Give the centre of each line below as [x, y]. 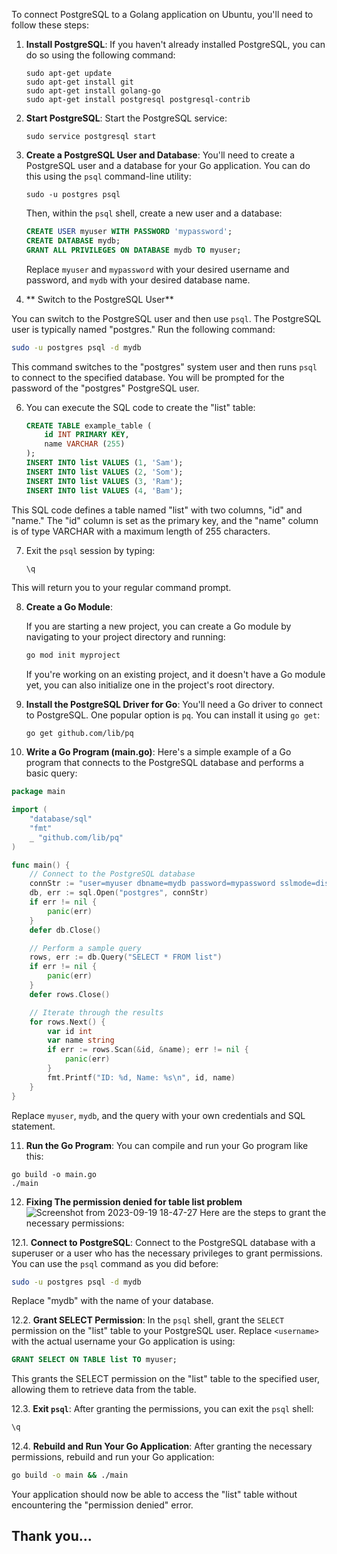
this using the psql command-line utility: [108, 176]
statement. [33, 1126]
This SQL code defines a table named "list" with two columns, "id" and [157, 510]
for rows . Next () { [67, 1022]
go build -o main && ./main [70, 1475]
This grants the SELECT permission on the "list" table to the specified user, [165, 1379]
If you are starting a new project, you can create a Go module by [158, 626]
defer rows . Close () [70, 994]
